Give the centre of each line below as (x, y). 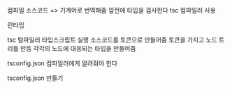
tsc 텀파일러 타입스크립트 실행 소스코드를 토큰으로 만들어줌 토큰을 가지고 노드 (113, 40)
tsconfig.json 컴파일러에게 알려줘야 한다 (62, 63)
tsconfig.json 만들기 (35, 78)
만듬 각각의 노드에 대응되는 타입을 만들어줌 (78, 48)
